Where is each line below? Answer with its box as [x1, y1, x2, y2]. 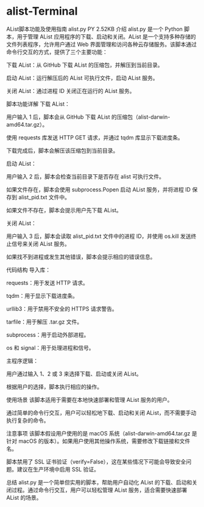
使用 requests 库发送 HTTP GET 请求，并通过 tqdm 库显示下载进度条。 [6, 133, 184, 141]
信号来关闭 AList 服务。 [11, 240, 70, 247]
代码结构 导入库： [6, 266, 51, 273]
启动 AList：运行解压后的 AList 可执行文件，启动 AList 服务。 [6, 74, 158, 81]
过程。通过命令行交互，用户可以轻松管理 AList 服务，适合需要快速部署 [11, 486, 188, 494]
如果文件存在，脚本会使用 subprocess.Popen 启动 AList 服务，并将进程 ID [6, 185, 191, 193]
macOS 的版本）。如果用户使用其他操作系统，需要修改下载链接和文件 [18, 437, 191, 445]
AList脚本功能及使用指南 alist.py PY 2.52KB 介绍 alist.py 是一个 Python [6, 25, 183, 32]
